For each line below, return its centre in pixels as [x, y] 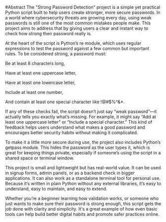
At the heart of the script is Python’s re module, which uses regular [73, 43]
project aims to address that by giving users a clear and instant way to [77, 28]
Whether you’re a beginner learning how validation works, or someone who [82, 198]
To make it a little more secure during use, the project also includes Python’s [83, 142]
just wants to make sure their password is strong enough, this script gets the [83, 204]
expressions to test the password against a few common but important [77, 48]
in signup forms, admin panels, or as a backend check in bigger [70, 173]
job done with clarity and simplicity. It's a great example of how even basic [81, 209]
